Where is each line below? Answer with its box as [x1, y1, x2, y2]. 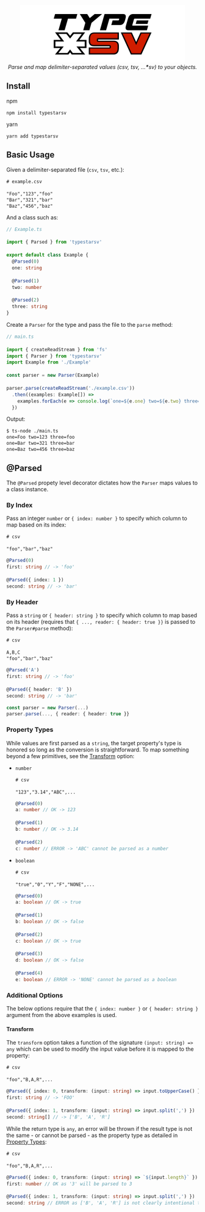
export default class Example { [6, 252, 88, 258]
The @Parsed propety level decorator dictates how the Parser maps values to [6, 479, 198, 487]
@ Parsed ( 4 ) [15, 970, 43, 976]
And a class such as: [6, 213, 59, 221]
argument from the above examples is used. [6, 1012, 117, 1019]
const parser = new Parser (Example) [6, 372, 99, 379]
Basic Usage [6, 150, 55, 160]
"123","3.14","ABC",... [15, 789, 76, 795]
